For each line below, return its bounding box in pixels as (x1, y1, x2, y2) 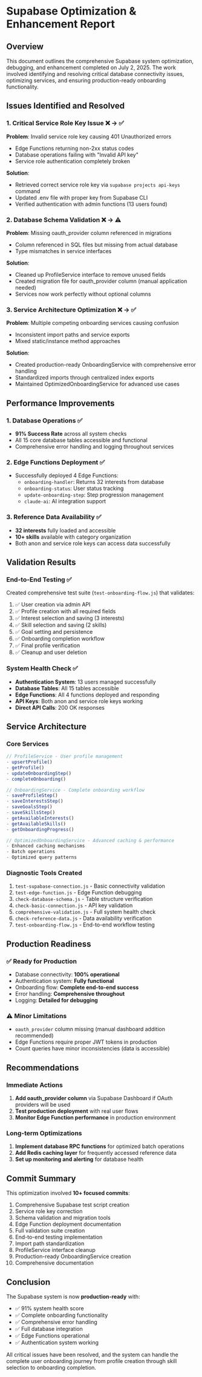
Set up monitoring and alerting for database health (15, 1155, 144, 1163)
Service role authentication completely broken (15, 157, 131, 165)
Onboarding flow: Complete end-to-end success (15, 984, 139, 991)
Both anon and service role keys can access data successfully (15, 539, 171, 547)
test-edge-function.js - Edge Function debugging (15, 889, 142, 896)
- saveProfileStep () (6, 792, 59, 799)
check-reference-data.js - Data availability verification (15, 915, 152, 922)
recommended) (15, 1032, 54, 1039)
